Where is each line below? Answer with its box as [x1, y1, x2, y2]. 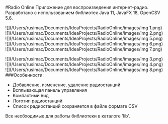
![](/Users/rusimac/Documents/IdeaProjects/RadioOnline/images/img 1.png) [5, 25, 162, 31]
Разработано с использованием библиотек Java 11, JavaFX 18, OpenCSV [5, 10, 161, 16]
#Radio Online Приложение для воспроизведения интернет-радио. [5, 5, 149, 10]
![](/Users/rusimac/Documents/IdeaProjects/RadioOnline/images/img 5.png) [5, 35, 163, 41]
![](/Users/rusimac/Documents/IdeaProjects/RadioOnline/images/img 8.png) [5, 67, 163, 73]
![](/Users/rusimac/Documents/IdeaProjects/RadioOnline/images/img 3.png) [5, 56, 163, 62]
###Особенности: [5, 72, 44, 78]
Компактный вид [12, 93, 49, 98]
